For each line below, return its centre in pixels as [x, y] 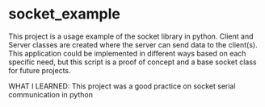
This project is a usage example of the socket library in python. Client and [131, 36]
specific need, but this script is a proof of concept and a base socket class [132, 62]
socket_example [65, 14]
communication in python [50, 94]
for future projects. [40, 70]
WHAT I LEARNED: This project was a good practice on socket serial [122, 86]
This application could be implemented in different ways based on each [127, 53]
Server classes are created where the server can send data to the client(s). [133, 44]
